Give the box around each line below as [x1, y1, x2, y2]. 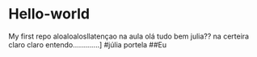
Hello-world [8, 5, 91, 23]
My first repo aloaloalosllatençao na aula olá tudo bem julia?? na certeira [8, 31, 249, 41]
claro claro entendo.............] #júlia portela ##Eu [8, 39, 167, 49]
